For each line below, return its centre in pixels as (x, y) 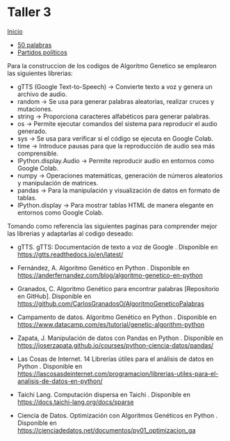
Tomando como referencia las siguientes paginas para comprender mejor (112, 226)
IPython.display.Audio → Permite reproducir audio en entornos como (115, 160)
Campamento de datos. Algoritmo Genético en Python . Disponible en (117, 317)
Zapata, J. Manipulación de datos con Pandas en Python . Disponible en (120, 338)
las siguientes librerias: (40, 73)
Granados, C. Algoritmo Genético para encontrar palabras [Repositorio (118, 288)
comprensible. (38, 153)
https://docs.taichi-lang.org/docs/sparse (75, 402)
